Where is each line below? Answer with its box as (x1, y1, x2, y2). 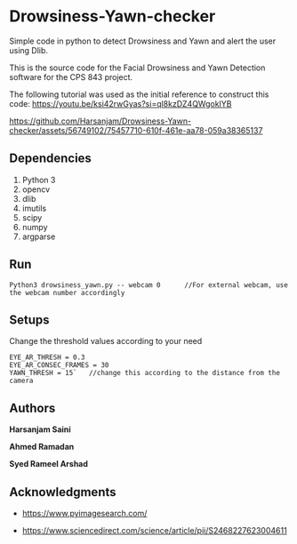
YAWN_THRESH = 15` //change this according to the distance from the (9, 369, 280, 378)
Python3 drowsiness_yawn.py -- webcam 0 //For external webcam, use (9, 280, 289, 290)
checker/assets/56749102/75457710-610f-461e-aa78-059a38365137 (9, 124, 263, 135)
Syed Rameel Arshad (9, 459, 89, 469)
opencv (21, 184, 51, 195)
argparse (21, 231, 56, 242)
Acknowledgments (9, 484, 117, 500)
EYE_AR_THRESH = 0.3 (9, 353, 86, 362)
